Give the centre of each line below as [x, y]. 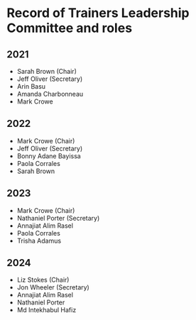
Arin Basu [31, 86]
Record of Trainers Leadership [98, 13]
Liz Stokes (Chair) [43, 280]
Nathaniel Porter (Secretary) [58, 218]
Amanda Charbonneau [50, 94]
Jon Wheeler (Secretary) [53, 287]
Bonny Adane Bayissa [49, 156]
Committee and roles [70, 28]
